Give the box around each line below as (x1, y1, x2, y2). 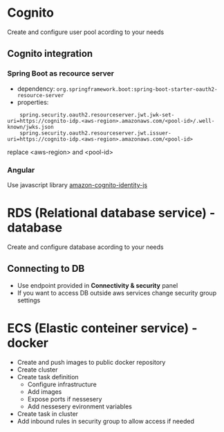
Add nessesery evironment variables (27, 402, 133, 411)
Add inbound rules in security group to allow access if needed (17, 417, 195, 425)
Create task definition (17, 372, 79, 381)
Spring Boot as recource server (7, 69, 114, 78)
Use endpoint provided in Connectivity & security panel (17, 281, 178, 289)
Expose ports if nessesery (27, 395, 102, 403)
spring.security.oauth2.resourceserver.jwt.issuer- (19, 130, 171, 137)
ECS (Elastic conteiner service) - (7, 320, 198, 336)
